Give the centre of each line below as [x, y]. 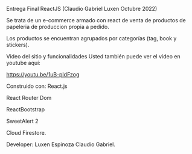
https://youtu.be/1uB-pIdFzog [43, 74]
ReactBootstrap [26, 109]
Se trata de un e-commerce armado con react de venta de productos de [96, 20]
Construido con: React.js [37, 86]
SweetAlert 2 [22, 121]
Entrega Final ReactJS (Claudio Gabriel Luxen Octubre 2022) [82, 9]
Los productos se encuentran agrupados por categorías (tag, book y [91, 38]
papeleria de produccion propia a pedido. [58, 27]
